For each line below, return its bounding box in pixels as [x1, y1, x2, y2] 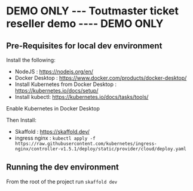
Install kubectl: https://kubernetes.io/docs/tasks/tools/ [14, 94, 149, 100]
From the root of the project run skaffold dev [6, 178, 118, 185]
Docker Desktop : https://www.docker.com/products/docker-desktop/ [14, 75, 187, 81]
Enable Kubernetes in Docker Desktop [6, 105, 100, 112]
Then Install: [6, 116, 37, 124]
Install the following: [6, 57, 56, 63]
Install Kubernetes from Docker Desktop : [14, 81, 117, 88]
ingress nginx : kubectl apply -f [14, 134, 96, 141]
